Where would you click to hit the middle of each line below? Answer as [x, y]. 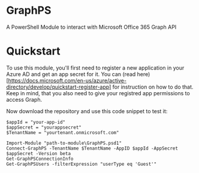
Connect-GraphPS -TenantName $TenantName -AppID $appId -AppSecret [92, 148]
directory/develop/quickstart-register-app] [59, 87]
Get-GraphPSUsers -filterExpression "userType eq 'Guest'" [82, 164]
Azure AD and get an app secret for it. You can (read [71, 74]
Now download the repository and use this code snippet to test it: [87, 111]
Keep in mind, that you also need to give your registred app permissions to [98, 93]
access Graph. [24, 99]
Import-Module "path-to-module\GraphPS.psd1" [64, 143]
